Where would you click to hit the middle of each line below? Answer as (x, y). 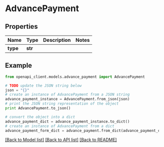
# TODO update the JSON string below (43, 86)
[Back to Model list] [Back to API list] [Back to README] (61, 140)
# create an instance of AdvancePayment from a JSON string (68, 95)
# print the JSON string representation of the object (62, 104)
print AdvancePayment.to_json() (38, 108)
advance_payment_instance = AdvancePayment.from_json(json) (68, 99)
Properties (21, 27)
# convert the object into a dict (40, 117)
